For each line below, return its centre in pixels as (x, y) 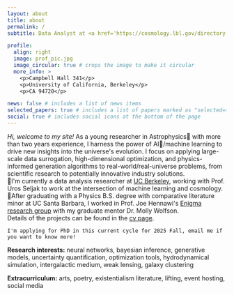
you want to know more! (42, 237)
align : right (32, 52)
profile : (20, 46)
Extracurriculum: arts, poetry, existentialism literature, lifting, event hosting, (116, 278)
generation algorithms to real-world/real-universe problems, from (128, 166)
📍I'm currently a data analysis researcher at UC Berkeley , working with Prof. (116, 181)
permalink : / (26, 27)
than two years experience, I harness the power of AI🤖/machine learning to (115, 144)
